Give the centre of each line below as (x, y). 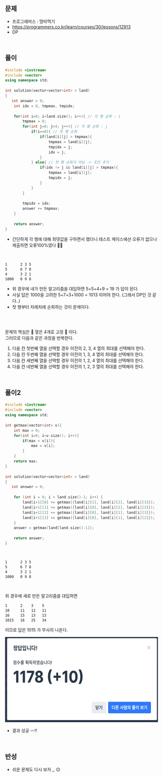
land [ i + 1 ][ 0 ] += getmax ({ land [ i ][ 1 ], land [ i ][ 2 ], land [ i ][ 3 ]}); (89, 503)
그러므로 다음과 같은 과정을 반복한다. (39, 338)
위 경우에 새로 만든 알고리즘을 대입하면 (41, 596)
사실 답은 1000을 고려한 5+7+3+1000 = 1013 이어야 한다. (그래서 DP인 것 (81, 295)
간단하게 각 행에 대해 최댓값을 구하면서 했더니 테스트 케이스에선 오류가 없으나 (85, 239)
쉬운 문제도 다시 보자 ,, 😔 (36, 769)
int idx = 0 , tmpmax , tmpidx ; (44, 106)
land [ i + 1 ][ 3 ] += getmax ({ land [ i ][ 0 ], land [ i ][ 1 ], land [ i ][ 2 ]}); (89, 518)
